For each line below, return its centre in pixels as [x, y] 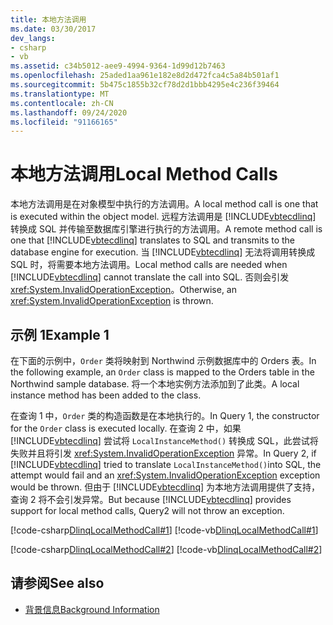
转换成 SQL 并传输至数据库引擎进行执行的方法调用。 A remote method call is [166, 229]
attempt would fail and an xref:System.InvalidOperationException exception [165, 475]
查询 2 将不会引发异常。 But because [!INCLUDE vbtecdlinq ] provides [151, 499]
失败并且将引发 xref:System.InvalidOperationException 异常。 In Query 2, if [163, 453]
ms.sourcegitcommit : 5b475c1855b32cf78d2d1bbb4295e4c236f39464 [145, 85]
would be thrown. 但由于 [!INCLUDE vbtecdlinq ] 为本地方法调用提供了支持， [165, 487]
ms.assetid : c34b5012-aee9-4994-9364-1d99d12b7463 [118, 66]
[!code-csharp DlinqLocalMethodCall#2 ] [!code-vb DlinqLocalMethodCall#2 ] [166, 549]
